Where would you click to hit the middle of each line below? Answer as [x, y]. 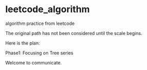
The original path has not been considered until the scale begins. [74, 33]
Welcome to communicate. [34, 62]
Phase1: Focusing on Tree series [39, 53]
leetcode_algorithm [48, 9]
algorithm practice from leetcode [40, 23]
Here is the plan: [23, 43]
